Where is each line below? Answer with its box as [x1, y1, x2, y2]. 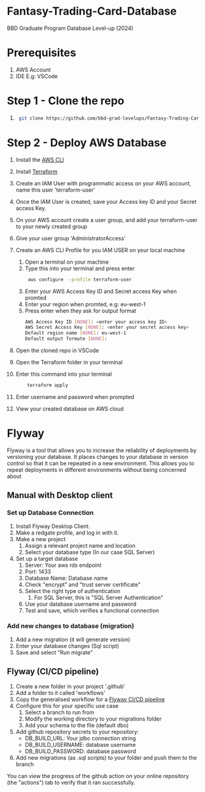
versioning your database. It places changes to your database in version [7, 453, 189, 460]
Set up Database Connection [7, 508, 94, 517]
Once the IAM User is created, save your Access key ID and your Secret [15, 198, 197, 205]
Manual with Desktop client [7, 490, 113, 501]
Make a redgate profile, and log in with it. [15, 529, 119, 536]
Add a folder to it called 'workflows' [15, 689, 106, 696]
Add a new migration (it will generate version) [15, 636, 131, 643]
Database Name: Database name [24, 574, 109, 581]
